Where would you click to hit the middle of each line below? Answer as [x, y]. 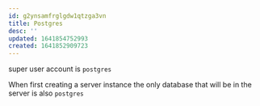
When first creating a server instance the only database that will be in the [130, 85]
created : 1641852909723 [48, 46]
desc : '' [23, 31]
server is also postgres [46, 93]
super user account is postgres [60, 69]
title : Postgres [36, 23]
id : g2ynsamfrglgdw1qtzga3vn [57, 16]
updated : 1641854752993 [48, 38]
